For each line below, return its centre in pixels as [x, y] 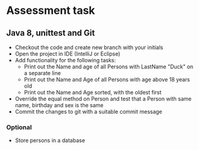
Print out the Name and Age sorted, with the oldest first [93, 92]
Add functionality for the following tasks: [65, 60]
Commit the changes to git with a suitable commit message [89, 112]
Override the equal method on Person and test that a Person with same [103, 99]
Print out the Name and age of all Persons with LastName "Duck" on [109, 67]
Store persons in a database [50, 140]
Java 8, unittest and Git [51, 33]
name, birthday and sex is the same [59, 105]
